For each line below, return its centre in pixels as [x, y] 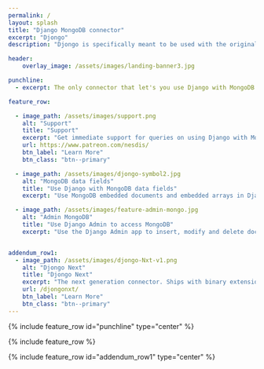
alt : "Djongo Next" [54, 268]
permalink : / [29, 15]
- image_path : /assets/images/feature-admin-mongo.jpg [107, 210]
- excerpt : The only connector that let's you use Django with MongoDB [135, 87]
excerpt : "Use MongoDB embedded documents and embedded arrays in [133, 196]
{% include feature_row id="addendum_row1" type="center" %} [112, 356]
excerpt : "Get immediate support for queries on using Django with [135, 138]
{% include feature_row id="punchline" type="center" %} [101, 326]
